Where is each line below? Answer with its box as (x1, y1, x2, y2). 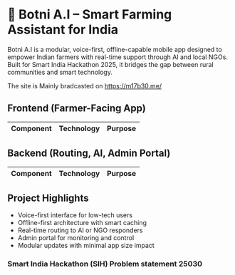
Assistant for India (7, 21, 119, 38)
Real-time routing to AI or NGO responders (17, 226, 143, 234)
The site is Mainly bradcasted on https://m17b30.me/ (7, 81, 162, 90)
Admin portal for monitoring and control (17, 234, 135, 242)
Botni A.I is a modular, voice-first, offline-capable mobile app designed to (7, 45, 222, 53)
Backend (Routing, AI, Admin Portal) (7, 147, 171, 160)
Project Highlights (7, 192, 89, 204)
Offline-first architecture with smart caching (17, 219, 147, 227)
